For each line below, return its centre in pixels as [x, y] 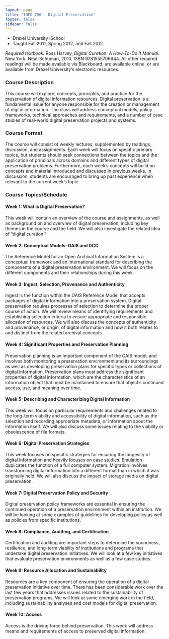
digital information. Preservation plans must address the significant [75, 372]
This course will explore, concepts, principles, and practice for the [74, 93]
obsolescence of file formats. [36, 432]
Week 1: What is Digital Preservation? [45, 206]
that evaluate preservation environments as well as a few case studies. [78, 559]
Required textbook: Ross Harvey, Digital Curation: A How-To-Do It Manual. [82, 53]
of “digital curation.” [26, 234]
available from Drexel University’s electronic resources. [62, 69]
